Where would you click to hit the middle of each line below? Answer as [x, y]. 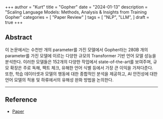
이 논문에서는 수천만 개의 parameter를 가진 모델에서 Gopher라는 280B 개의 [77, 50]
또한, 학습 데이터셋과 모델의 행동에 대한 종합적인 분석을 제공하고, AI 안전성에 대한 [81, 74]
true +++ [14, 22]
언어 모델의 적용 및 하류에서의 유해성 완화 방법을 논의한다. [59, 79]
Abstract [19, 37]
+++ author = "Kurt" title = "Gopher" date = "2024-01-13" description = [76, 7]
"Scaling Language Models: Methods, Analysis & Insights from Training [76, 12]
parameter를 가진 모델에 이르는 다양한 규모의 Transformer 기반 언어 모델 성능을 [81, 55]
